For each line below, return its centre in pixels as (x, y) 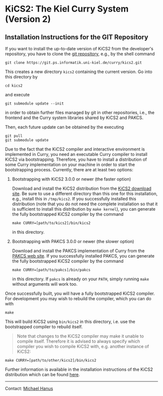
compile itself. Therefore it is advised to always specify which (78, 341)
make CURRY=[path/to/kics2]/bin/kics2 (51, 223)
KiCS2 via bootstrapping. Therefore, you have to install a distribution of (76, 159)
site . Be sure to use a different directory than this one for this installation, (85, 194)
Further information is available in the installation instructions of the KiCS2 (79, 369)
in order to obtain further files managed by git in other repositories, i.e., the (80, 113)
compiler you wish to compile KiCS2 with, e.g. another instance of (83, 346)
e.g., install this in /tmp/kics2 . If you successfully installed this (74, 199)
